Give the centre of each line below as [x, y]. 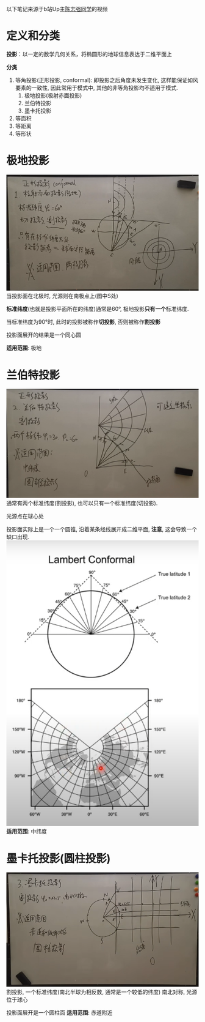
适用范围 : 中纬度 [27, 832]
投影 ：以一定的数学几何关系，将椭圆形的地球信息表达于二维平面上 [89, 54]
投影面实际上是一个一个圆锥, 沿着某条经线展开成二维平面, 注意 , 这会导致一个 [102, 529]
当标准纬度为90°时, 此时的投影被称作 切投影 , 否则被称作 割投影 [83, 322]
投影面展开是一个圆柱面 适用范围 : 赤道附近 [59, 1013]
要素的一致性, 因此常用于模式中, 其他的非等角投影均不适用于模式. [96, 88]
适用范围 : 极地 [24, 348]
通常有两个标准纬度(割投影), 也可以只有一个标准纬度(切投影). [82, 503]
